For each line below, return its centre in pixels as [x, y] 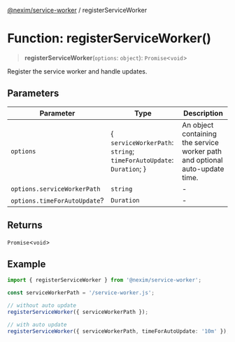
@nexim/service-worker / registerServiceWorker [77, 10]
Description [203, 113]
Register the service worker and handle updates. [77, 71]
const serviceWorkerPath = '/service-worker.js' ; [81, 293]
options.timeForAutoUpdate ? [57, 200]
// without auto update [42, 306]
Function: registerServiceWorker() [109, 39]
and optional [202, 160]
